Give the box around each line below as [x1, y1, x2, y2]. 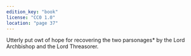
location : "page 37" [6, 20, 59, 26]
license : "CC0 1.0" [6, 14, 56, 20]
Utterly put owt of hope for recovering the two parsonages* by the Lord [6, 37, 185, 44]
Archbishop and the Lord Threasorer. [6, 43, 99, 50]
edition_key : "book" [6, 8, 59, 15]
